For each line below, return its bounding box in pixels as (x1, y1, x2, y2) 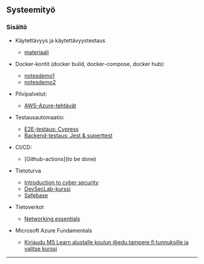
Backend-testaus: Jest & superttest (24, 131, 113, 139)
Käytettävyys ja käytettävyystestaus (15, 36, 106, 44)
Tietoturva (15, 167, 41, 174)
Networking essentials (24, 215, 81, 222)
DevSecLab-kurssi (24, 185, 71, 193)
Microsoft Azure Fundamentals (15, 226, 92, 234)
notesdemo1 (24, 72, 55, 79)
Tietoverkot (15, 203, 44, 211)
